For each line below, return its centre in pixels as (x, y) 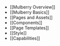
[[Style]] (18, 33)
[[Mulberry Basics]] (30, 12)
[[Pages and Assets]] (31, 17)
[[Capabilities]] (25, 38)
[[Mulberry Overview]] (32, 7)
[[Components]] (26, 23)
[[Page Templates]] (29, 28)
